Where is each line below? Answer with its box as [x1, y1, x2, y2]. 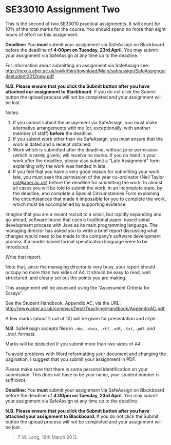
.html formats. [5, 331, 36, 337]
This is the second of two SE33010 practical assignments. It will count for [5, 21, 161, 27]
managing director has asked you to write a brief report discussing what [5, 227, 158, 234]
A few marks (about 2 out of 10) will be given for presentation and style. [5, 315, 157, 321]
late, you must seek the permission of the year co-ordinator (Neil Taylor [12, 173, 164, 180]
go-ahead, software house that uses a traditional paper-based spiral [5, 217, 150, 223]
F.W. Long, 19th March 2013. [17, 434, 78, 440]
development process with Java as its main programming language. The [5, 222, 158, 228]
